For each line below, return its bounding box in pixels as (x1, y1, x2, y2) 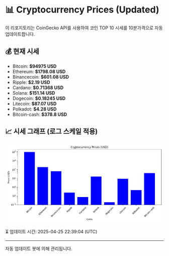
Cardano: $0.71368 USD (12, 84, 64, 91)
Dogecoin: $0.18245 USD (12, 95, 66, 101)
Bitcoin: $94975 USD (12, 63, 57, 69)
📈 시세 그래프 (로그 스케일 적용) (5, 127, 98, 136)
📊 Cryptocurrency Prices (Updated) (5, 4, 159, 16)
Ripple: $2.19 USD (12, 79, 50, 85)
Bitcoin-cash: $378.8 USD (12, 111, 67, 117)
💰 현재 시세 (5, 47, 39, 56)
